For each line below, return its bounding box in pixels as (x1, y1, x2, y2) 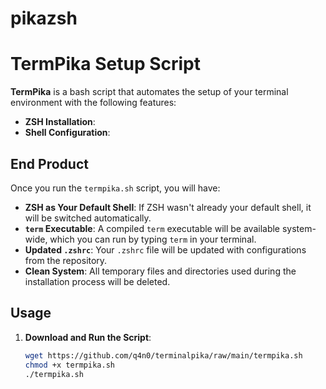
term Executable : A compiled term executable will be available (24, 222, 281, 234)
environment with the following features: (10, 97, 177, 109)
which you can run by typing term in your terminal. (49, 233, 257, 245)
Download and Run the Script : (24, 331, 152, 343)
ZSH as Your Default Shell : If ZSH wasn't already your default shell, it (24, 201, 312, 213)
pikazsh (10, 7, 78, 30)
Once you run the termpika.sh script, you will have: (10, 182, 221, 194)
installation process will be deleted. (24, 275, 171, 287)
